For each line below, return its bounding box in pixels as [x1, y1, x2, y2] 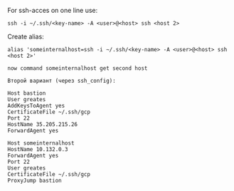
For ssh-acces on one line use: [7, 6, 98, 14]
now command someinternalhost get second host [7, 65, 148, 72]
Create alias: [7, 32, 44, 41]
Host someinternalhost [7, 140, 75, 147]
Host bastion [7, 90, 46, 97]
